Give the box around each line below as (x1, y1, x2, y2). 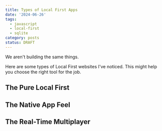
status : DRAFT (5, 40, 35, 45)
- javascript (10, 21, 37, 27)
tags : (5, 17, 17, 22)
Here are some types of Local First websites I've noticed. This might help (5, 63, 157, 69)
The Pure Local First (5, 83, 70, 92)
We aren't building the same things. (5, 54, 79, 60)
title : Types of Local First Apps (5, 7, 78, 13)
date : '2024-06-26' (5, 12, 46, 17)
